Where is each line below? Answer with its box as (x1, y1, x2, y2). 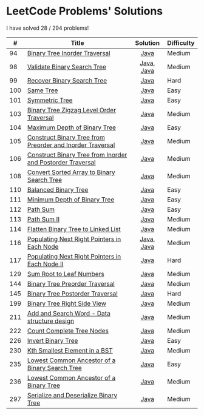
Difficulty (166, 38, 195, 47)
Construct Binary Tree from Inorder (27, 150, 127, 159)
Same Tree (27, 86, 58, 95)
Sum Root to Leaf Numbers (27, 269, 104, 278)
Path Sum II (27, 215, 59, 223)
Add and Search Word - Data (27, 309, 110, 317)
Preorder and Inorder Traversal (27, 141, 115, 149)
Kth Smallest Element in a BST (27, 346, 114, 354)
